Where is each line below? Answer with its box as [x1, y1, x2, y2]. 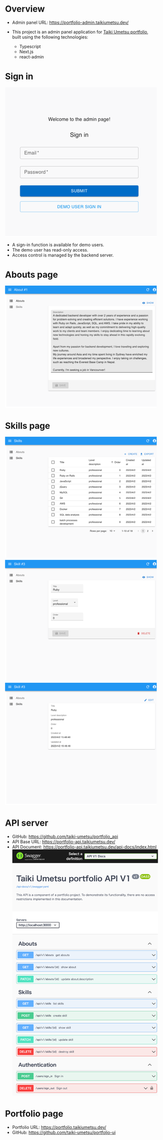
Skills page [5, 420, 50, 431]
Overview [5, 3, 45, 15]
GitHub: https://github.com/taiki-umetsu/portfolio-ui [12, 1130, 116, 1136]
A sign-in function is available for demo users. [12, 242, 104, 248]
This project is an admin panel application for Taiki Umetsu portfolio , [12, 29, 149, 35]
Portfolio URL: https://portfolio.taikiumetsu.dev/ [12, 1124, 107, 1130]
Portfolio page [5, 1108, 64, 1120]
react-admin [19, 54, 44, 59]
